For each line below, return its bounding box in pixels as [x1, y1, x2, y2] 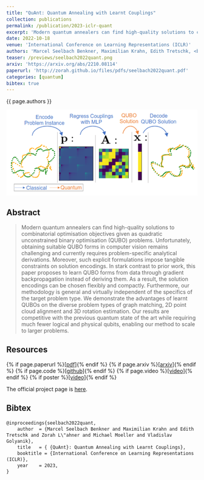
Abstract [6, 207, 41, 218]
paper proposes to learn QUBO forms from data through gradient [21, 269, 184, 276]
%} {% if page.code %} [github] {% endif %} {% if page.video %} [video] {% [6, 367, 193, 374]
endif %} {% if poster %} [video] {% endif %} [6, 374, 117, 381]
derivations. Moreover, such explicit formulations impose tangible [21, 256, 185, 263]
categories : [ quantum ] [6, 74, 64, 80]
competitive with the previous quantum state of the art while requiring [21, 314, 196, 321]
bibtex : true [6, 80, 39, 86]
